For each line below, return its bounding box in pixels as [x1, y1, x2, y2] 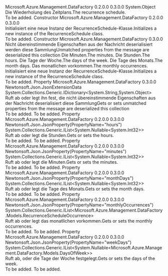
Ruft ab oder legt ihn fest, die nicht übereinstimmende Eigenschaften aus [5, 95, 156, 101]
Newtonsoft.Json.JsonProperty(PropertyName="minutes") [5, 149, 127, 154]
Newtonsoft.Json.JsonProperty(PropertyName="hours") [5, 122, 122, 127]
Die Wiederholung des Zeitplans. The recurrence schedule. [5, 9, 126, 15]
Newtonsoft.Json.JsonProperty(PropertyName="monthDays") [5, 175, 134, 181]
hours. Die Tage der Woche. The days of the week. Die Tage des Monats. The [5, 57, 163, 63]
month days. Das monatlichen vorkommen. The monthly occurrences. [5, 63, 148, 68]
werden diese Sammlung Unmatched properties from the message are [5, 47, 149, 52]
